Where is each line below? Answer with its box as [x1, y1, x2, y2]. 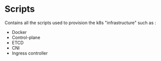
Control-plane [11, 34, 40, 40]
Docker [11, 29, 27, 35]
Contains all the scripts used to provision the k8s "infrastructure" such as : [4, 20, 157, 26]
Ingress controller [11, 50, 48, 56]
